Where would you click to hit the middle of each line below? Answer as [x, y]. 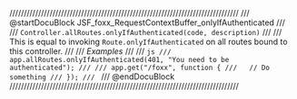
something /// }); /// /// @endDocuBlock [92, 76]
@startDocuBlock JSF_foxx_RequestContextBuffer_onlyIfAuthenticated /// [148, 22]
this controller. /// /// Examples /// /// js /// [90, 51]
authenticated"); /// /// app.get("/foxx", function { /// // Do [140, 67]
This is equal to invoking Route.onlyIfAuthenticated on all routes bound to [148, 41]
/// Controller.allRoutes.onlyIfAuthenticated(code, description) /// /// [146, 32]
